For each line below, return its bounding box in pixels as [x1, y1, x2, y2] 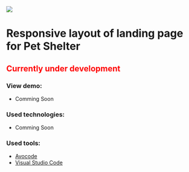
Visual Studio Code [14, 159, 63, 167]
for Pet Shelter [6, 39, 80, 53]
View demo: [6, 81, 42, 90]
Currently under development [6, 63, 121, 74]
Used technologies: [6, 110, 65, 118]
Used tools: [6, 139, 41, 147]
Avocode [14, 153, 37, 160]
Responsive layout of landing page [6, 27, 184, 40]
